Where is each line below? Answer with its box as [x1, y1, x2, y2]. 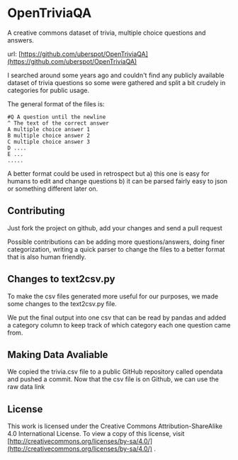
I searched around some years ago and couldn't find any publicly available [7, 71, 225, 79]
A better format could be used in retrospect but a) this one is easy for [7, 169, 210, 178]
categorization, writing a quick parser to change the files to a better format [7, 245, 225, 253]
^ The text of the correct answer [7, 119, 110, 127]
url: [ [7, 50, 21, 58]
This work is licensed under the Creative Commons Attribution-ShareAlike [7, 422, 223, 430]
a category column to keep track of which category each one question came [7, 320, 231, 329]
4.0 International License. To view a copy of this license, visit [7, 430, 185, 438]
